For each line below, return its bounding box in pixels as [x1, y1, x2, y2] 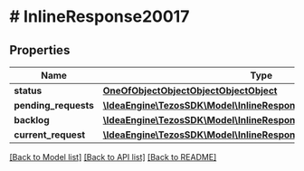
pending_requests [14, 100, 95, 111]
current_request [14, 128, 86, 141]
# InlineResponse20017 [9, 6, 190, 27]
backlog [14, 114, 50, 126]
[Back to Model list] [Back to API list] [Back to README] [9, 152, 217, 162]
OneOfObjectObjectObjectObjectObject [102, 84, 278, 97]
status [14, 84, 43, 97]
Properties [9, 43, 71, 58]
